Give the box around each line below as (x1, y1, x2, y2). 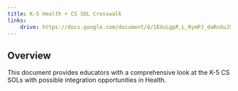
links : (7, 17, 27, 24)
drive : (20, 23, 40, 30)
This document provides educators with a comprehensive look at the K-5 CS (7, 68, 230, 77)
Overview (7, 49, 52, 61)
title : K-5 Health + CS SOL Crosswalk (7, 10, 122, 18)
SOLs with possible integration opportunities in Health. (7, 75, 166, 85)
